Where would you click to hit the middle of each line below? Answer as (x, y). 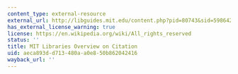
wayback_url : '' (31, 60)
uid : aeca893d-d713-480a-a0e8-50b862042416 (73, 54)
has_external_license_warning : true (61, 27)
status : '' (23, 40)
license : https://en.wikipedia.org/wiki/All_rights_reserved (100, 33)
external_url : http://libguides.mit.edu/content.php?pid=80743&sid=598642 (120, 20)
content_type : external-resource (57, 14)
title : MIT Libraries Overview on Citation (73, 47)
